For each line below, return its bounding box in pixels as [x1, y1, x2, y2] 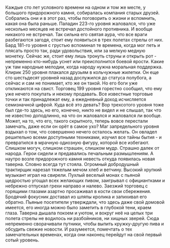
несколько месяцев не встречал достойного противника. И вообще [5, 26, 153, 32]
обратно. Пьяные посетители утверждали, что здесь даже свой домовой [5, 199, 165, 205]
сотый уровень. [5, 237, 40, 243]
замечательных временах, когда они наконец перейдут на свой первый [5, 232, 162, 237]
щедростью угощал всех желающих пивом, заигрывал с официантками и [5, 178, 165, 183]
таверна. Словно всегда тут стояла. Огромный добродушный [5, 161, 139, 167]
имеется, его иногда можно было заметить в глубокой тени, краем [5, 205, 152, 210]
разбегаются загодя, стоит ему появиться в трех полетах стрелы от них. [5, 37, 164, 43]
